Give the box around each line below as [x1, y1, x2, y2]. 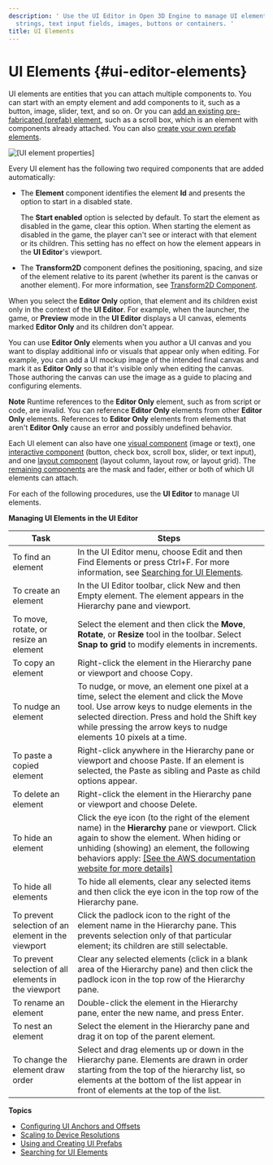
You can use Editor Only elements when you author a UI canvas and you [8, 338, 252, 348]
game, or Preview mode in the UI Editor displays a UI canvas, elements [8, 313, 247, 323]
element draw [12, 1064, 65, 1075]
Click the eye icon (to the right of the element [76, 812, 250, 823]
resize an [12, 634, 48, 646]
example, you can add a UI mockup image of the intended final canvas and [8, 355, 259, 365]
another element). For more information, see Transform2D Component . [19, 280, 258, 290]
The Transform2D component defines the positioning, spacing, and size [19, 263, 263, 273]
